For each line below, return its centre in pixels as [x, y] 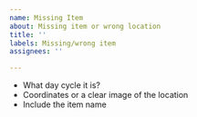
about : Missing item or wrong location [85, 26]
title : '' [28, 34]
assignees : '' [36, 52]
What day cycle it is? [61, 85]
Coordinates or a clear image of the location [105, 95]
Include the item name [64, 104]
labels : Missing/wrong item [63, 43]
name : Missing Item [47, 18]
